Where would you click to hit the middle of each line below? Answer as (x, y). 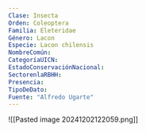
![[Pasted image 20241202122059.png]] (73, 119)
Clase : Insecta (33, 16)
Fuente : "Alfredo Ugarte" (51, 97)
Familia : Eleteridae (42, 30)
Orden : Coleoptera (38, 23)
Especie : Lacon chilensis (51, 45)
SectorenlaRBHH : (35, 75)
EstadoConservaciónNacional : (56, 68)
